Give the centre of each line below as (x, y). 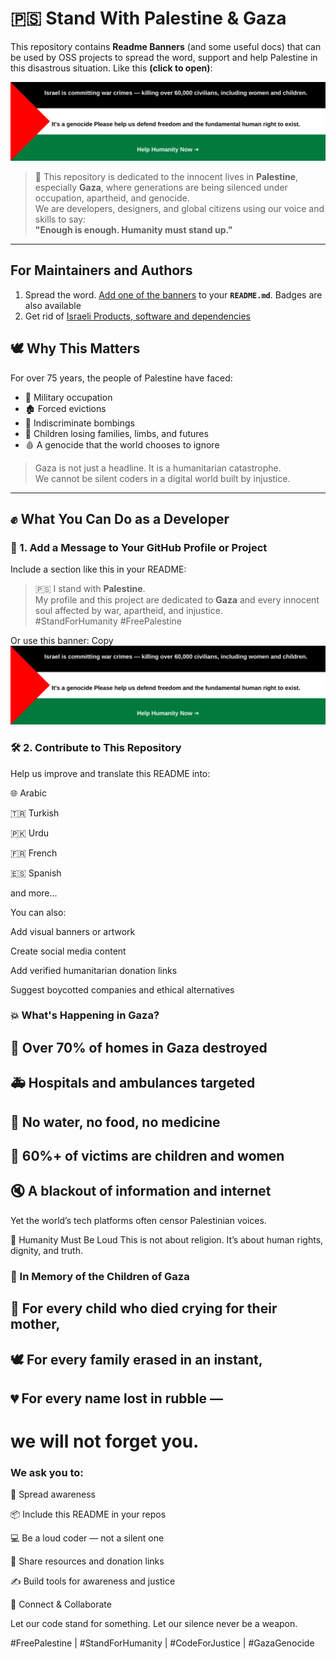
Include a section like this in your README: (98, 569)
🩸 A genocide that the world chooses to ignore (122, 444)
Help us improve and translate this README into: (110, 773)
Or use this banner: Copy (62, 641)
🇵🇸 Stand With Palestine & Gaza (148, 18)
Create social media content (68, 951)
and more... (34, 893)
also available (53, 305)
